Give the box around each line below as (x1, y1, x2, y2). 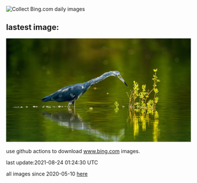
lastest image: (6, 22, 59, 32)
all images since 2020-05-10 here (6, 170, 88, 178)
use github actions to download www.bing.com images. (6, 148, 141, 155)
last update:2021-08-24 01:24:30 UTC (6, 159, 98, 166)
